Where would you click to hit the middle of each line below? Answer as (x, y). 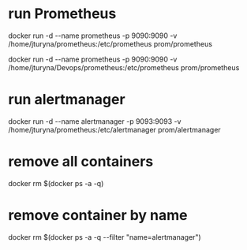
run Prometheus (62, 14)
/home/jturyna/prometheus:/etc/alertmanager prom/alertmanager (114, 129)
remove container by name (98, 215)
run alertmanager (67, 100)
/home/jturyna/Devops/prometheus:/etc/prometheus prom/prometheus (124, 67)
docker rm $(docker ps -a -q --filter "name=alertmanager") (105, 237)
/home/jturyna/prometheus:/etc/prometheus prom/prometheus (110, 43)
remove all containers (81, 162)
